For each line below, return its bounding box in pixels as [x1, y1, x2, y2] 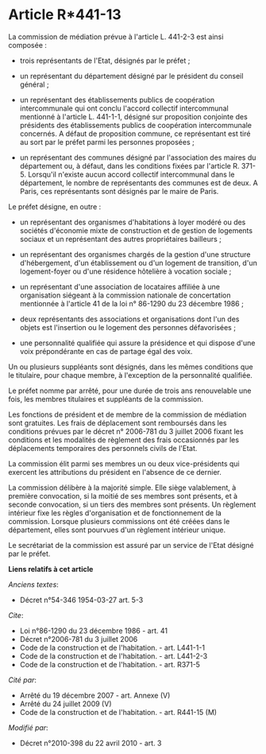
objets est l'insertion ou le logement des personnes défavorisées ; [19, 322, 237, 332]
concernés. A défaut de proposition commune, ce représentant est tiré [19, 129, 251, 138]
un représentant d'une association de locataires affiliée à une [19, 282, 221, 291]
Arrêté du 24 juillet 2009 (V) [19, 698, 112, 709]
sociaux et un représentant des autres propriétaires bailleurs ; [19, 234, 222, 243]
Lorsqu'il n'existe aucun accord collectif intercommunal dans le [27, 169, 235, 179]
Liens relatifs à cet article [8, 564, 94, 573]
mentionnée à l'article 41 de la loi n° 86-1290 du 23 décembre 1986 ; [19, 298, 244, 308]
